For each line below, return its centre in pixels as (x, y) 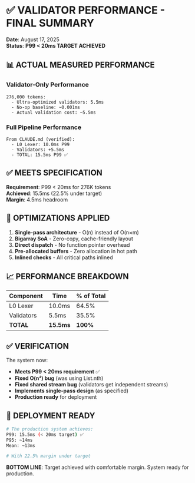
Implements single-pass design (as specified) (71, 391)
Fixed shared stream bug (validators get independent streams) (91, 385)
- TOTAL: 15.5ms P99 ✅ (40, 155)
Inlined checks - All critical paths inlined (64, 257)
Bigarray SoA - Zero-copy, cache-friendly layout (74, 239)
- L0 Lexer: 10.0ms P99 (40, 144)
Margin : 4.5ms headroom (37, 199)
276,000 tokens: (26, 97)
